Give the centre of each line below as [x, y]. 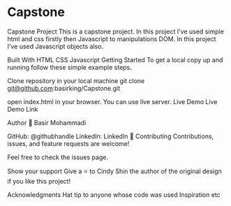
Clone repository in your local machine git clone [76, 80]
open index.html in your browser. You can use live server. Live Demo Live [112, 101]
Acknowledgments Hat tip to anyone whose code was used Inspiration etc [114, 194]
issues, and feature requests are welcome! [68, 143]
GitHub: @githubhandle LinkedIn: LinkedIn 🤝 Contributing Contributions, [111, 136]
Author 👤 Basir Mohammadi [47, 122]
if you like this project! [39, 181]
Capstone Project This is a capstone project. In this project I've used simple [116, 31]
